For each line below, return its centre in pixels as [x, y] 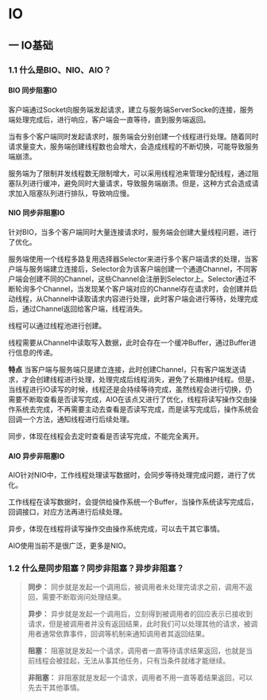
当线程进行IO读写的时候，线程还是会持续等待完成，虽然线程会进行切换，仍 [130, 389]
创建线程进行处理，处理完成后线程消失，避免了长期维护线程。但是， [147, 379]
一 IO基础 [31, 45]
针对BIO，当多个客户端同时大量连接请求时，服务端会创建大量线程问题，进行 [132, 232]
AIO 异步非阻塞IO [37, 456]
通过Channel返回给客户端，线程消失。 [84, 308]
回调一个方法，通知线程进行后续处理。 [71, 419]
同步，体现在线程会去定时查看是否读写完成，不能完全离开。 [106, 436]
